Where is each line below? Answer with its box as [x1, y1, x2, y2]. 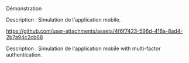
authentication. [6, 51, 43, 58]
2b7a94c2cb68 [6, 34, 43, 40]
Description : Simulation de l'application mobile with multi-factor [6, 45, 161, 52]
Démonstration [6, 5, 42, 12]
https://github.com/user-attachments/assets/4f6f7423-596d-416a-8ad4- [6, 27, 183, 34]
